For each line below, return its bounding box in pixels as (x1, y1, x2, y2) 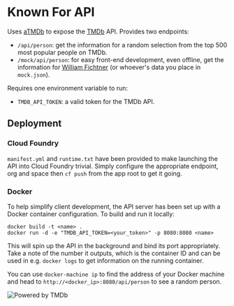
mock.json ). (17, 70, 50, 79)
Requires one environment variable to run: (7, 84, 128, 92)
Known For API (7, 4, 95, 20)
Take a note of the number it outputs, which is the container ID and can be (7, 249, 221, 257)
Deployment (7, 118, 62, 130)
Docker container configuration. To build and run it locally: (7, 210, 175, 218)
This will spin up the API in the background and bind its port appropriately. (7, 241, 221, 250)
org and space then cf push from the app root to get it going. (7, 169, 183, 178)
